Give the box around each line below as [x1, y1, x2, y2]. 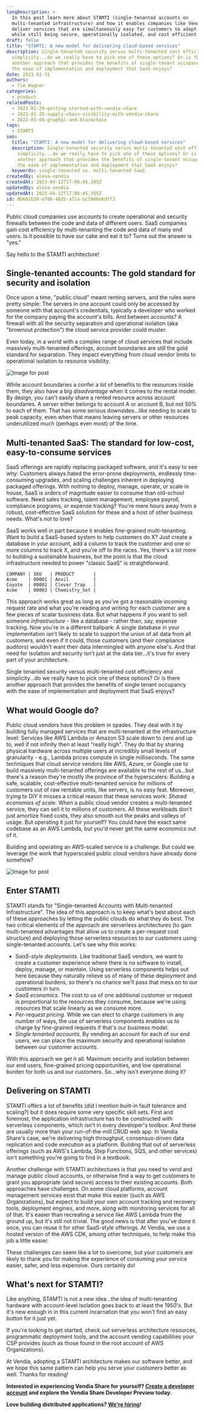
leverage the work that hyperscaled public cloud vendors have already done [6, 849, 197, 857]
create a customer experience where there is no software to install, [15, 959, 183, 966]
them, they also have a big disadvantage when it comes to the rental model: [6, 388, 196, 395]
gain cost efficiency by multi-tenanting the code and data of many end [6, 226, 183, 233]
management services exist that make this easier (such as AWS [6, 1191, 165, 1199]
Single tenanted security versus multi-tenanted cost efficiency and [6, 668, 173, 676]
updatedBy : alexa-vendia [6, 185, 69, 191]
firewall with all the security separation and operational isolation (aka [6, 320, 178, 327]
